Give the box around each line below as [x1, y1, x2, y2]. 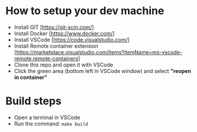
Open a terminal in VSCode [14, 114, 81, 121]
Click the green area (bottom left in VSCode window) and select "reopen [14, 67, 192, 74]
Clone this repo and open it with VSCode [14, 61, 113, 68]
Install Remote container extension [14, 42, 98, 49]
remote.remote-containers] [14, 55, 80, 62]
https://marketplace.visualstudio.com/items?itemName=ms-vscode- [16, 48, 182, 55]
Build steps [5, 94, 62, 108]
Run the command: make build [14, 120, 88, 127]
